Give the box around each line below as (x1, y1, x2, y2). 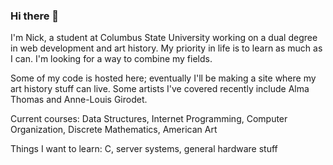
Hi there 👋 (10, 9, 60, 23)
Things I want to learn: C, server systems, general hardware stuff (10, 143, 278, 155)
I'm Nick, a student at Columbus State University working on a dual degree (10, 32, 318, 44)
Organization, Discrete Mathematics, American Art (10, 124, 218, 136)
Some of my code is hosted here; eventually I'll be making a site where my (10, 72, 317, 84)
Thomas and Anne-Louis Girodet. (10, 94, 148, 106)
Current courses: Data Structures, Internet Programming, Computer (10, 113, 288, 125)
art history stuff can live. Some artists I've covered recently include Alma (10, 83, 310, 95)
